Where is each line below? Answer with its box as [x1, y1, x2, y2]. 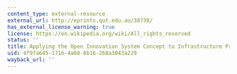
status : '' [7, 37, 39, 44]
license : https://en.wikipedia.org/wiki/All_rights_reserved [7, 30, 191, 37]
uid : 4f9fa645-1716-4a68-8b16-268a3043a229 [7, 50, 138, 57]
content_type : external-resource [7, 10, 106, 18]
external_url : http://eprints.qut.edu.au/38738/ [7, 17, 153, 24]
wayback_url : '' [7, 56, 55, 63]
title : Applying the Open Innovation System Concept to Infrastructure [7, 43, 222, 50]
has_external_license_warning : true [7, 23, 115, 30]
